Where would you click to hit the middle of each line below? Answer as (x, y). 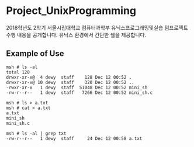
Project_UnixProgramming (71, 11)
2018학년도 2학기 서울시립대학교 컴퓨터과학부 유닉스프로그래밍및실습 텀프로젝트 (97, 27)
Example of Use (35, 54)
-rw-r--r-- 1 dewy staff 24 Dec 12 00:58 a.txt (74, 138)
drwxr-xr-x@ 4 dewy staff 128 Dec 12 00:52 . (69, 77)
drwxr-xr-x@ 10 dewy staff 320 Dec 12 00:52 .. (70, 82)
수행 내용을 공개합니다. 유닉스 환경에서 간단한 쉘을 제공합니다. (76, 35)
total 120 (18, 72)
